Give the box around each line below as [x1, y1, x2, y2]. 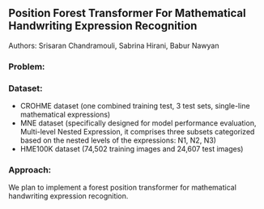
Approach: [8, 164, 52, 175]
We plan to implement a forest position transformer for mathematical [8, 182, 237, 193]
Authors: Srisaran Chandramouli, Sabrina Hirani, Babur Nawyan [8, 41, 219, 50]
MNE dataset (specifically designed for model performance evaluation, [19, 118, 257, 128]
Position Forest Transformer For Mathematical [8, 6, 246, 20]
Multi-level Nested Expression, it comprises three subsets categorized [19, 127, 255, 137]
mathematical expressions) [19, 109, 111, 120]
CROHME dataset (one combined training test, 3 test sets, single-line [19, 101, 250, 111]
